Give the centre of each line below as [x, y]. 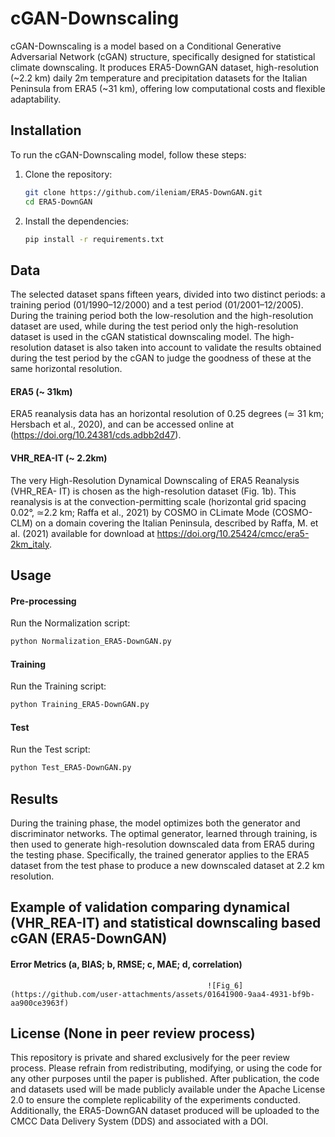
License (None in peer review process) [133, 1033]
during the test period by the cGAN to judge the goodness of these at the [161, 358]
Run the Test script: [50, 749]
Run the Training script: [58, 686]
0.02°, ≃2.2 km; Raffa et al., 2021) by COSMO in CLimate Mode [140, 512]
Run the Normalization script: [70, 623]
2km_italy [30, 544]
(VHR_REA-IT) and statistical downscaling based [166, 923]
